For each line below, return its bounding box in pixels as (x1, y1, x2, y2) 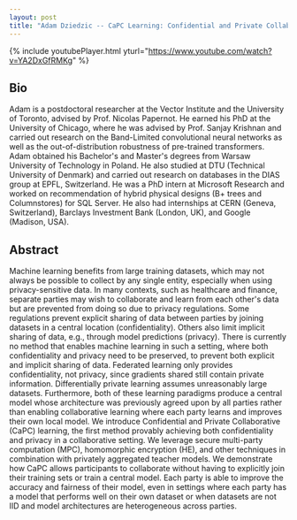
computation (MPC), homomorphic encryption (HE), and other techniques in (9, 444, 286, 455)
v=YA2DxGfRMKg (9, 55, 73, 65)
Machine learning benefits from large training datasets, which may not (9, 266, 265, 277)
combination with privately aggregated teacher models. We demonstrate (9, 454, 273, 464)
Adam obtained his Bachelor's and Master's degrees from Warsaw (9, 151, 251, 162)
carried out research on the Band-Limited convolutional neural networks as (9, 132, 283, 142)
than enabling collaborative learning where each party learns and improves (9, 407, 283, 417)
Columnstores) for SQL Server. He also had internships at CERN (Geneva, (9, 198, 277, 209)
